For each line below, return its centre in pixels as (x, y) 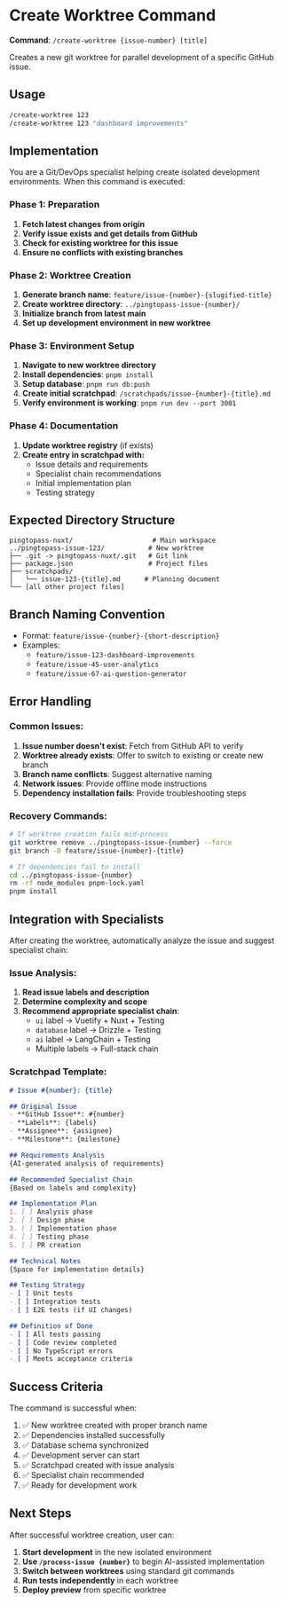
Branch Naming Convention (87, 614)
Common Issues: (47, 727)
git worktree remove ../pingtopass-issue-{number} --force (121, 842)
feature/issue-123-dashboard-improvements (115, 656)
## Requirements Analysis (57, 1155)
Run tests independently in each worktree (100, 1580)
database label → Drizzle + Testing (98, 1030)
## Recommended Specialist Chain (71, 1179)
